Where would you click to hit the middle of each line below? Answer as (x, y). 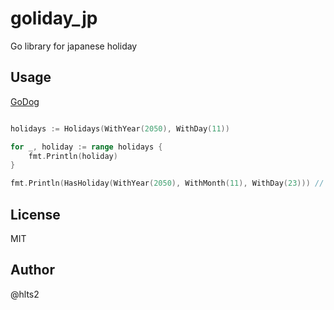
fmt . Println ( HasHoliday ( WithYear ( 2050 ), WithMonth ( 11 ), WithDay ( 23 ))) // (167, 183)
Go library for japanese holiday (74, 46)
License (35, 214)
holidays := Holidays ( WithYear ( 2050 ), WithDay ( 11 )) (120, 128)
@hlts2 (25, 294)
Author (32, 270)
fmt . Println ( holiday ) (73, 156)
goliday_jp (54, 18)
